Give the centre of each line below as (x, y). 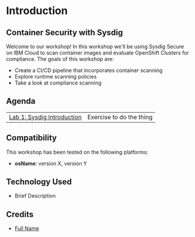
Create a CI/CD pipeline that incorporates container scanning (88, 70)
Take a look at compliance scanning (58, 83)
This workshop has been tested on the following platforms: (77, 152)
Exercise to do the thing (120, 117)
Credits (20, 214)
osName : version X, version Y (51, 163)
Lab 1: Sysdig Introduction (46, 117)
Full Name (27, 228)
